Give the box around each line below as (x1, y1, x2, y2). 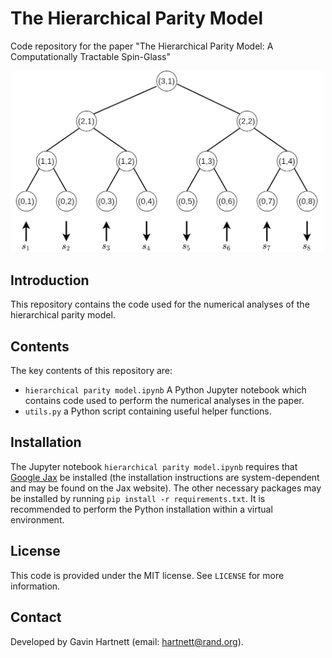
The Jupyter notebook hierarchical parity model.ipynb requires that (10, 460, 298, 472)
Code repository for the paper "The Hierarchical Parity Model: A (10, 40, 274, 52)
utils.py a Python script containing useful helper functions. (24, 405, 272, 417)
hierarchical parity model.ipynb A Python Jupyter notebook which (24, 384, 307, 396)
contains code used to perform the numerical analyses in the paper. (24, 395, 305, 407)
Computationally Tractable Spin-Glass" (10, 50, 171, 62)
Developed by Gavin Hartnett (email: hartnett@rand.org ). (10, 635, 244, 647)
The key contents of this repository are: (10, 365, 173, 377)
